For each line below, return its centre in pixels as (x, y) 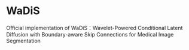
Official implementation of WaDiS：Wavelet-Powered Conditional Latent (94, 28)
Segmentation (23, 41)
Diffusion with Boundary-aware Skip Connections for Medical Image (90, 34)
